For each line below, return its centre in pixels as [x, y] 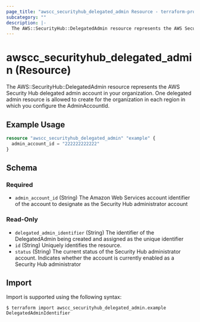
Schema [22, 168]
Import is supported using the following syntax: [64, 297]
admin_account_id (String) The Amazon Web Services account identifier [102, 198]
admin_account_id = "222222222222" [56, 143]
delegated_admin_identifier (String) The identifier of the [85, 232]
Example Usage [36, 125]
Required [20, 185]
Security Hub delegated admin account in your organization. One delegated [99, 93]
